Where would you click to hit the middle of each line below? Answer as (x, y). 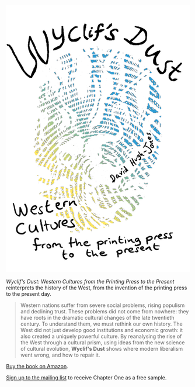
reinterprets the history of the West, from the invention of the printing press (97, 288)
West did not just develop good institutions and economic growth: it (101, 330)
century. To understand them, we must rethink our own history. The (101, 324)
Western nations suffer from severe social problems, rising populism (102, 305)
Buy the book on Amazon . (37, 367)
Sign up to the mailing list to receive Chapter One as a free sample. (86, 378)
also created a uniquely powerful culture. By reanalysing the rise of (101, 336)
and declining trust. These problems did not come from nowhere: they (105, 312)
